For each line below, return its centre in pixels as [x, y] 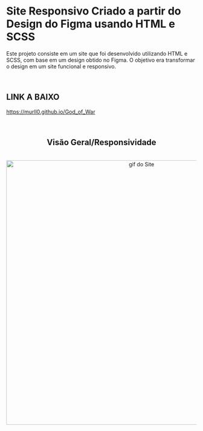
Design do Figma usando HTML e [91, 24]
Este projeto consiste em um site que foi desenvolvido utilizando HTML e [97, 53]
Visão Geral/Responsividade [101, 142]
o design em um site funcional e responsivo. [61, 66]
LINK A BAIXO [33, 97]
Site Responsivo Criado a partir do [94, 11]
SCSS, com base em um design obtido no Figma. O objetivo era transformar [101, 60]
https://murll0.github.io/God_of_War [51, 112]
